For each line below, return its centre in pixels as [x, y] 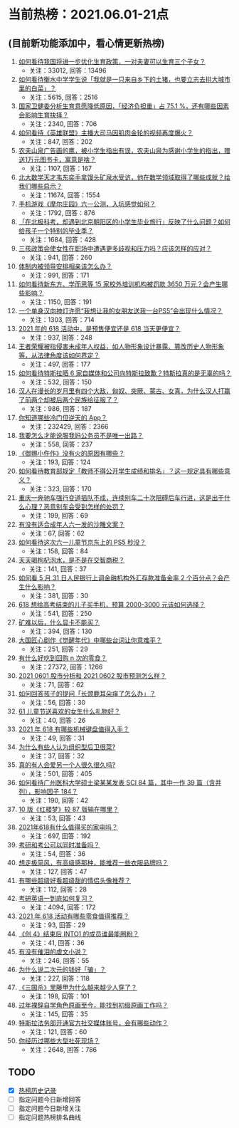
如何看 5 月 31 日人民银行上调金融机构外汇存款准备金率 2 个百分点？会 [121, 578]
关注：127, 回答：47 [58, 872]
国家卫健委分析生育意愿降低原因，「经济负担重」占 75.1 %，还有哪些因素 [124, 106]
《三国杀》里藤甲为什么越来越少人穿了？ [78, 987]
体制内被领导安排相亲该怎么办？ [65, 266]
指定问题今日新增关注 [49, 1108]
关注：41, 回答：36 [57, 943]
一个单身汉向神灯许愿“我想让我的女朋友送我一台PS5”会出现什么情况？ [121, 311]
